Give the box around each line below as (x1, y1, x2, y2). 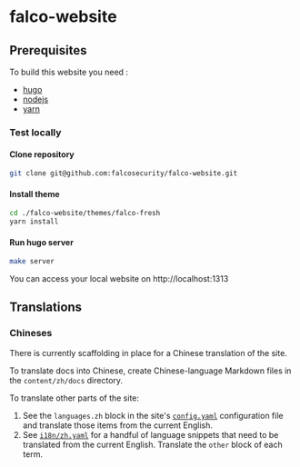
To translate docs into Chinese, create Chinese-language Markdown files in (9, 365, 292, 376)
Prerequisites (9, 43, 87, 58)
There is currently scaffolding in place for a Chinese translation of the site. (9, 347, 288, 358)
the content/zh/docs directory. (9, 374, 124, 385)
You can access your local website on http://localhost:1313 (9, 273, 229, 284)
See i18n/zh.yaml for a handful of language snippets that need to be (22, 429, 279, 440)
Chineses (9, 327, 53, 340)
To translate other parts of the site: (9, 392, 139, 403)
